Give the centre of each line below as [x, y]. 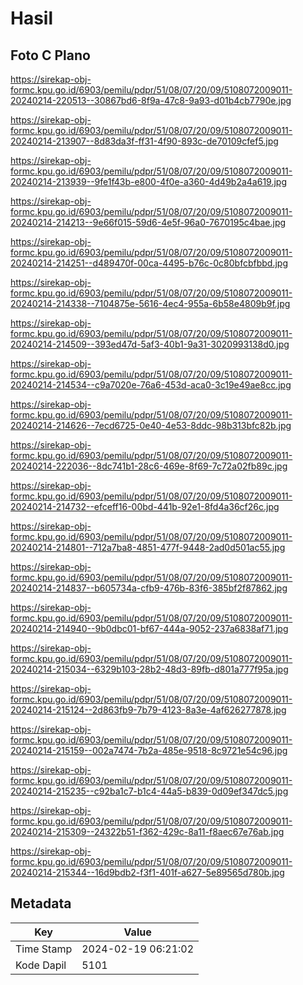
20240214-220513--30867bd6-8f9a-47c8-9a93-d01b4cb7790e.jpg [151, 100]
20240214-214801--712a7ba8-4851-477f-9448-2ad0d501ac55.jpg [148, 547]
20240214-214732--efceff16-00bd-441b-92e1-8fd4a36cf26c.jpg [145, 506]
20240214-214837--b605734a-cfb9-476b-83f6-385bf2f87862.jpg [149, 588]
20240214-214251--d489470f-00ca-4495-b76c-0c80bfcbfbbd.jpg [149, 263]
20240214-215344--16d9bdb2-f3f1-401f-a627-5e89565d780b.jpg [147, 872]
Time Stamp [44, 949]
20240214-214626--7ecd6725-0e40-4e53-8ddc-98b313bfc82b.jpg [151, 425]
